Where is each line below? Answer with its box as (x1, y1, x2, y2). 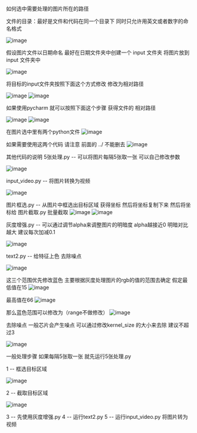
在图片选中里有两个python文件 (6, 129, 80, 135)
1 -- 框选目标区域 (6, 365, 47, 372)
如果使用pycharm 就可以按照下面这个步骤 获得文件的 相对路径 (6, 104, 156, 111)
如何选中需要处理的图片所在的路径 (6, 5, 89, 12)
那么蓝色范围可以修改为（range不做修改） (6, 309, 109, 316)
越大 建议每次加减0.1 (6, 229, 55, 235)
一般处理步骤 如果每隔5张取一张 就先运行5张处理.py (6, 353, 132, 360)
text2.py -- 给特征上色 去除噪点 (6, 252, 82, 260)
